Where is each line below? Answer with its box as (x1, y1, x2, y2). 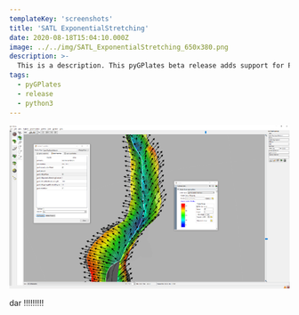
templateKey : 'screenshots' (9, 14, 114, 23)
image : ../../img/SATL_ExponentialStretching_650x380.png (9, 43, 229, 52)
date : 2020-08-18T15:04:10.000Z (9, 33, 129, 42)
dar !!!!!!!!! (9, 298, 44, 309)
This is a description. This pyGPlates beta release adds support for (17, 61, 285, 70)
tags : (9, 71, 29, 80)
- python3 (17, 99, 53, 108)
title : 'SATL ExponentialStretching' (9, 23, 149, 33)
